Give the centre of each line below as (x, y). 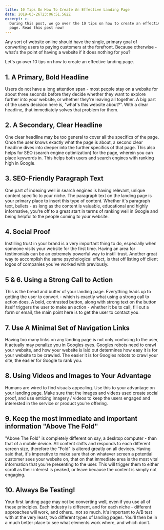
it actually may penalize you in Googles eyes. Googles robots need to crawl (81, 345)
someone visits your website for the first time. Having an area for (70, 249)
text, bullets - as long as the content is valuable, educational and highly (77, 206)
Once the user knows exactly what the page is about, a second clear (74, 142)
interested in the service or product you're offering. (57, 403)
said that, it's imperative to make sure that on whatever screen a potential (79, 454)
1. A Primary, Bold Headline (47, 77)
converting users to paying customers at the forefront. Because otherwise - (81, 47)
